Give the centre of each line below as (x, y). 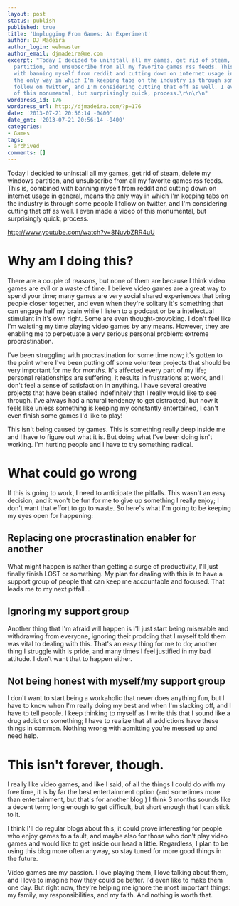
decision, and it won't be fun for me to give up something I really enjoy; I (113, 500)
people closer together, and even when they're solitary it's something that (116, 303)
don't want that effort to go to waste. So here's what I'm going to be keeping (119, 508)
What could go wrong (72, 473)
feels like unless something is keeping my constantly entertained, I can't (113, 408)
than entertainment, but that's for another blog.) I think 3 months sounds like (119, 800)
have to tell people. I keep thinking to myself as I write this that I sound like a (119, 713)
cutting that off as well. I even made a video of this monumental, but (107, 211)
